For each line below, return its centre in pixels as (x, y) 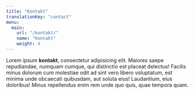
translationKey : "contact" (39, 17)
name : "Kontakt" (37, 38)
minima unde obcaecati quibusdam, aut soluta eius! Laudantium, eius (89, 78)
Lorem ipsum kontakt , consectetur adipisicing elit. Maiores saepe (85, 60)
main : (18, 28)
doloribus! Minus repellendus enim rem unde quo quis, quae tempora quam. (97, 85)
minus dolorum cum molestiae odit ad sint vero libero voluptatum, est (89, 73)
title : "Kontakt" (27, 11)
